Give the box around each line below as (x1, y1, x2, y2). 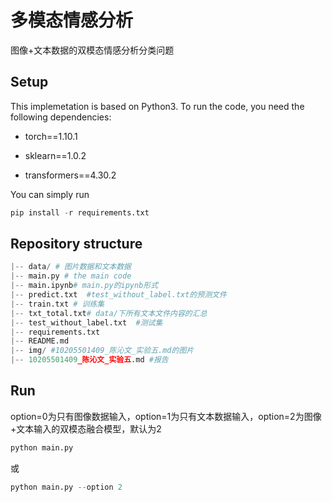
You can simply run (10, 188, 90, 200)
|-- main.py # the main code (10, 271, 132, 281)
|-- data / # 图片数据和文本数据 (10, 262, 132, 272)
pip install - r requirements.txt (10, 207, 150, 218)
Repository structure (10, 236, 143, 253)
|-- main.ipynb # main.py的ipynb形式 (10, 281, 159, 291)
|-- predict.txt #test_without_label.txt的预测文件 (10, 290, 227, 300)
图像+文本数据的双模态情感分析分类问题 (10, 44, 175, 56)
